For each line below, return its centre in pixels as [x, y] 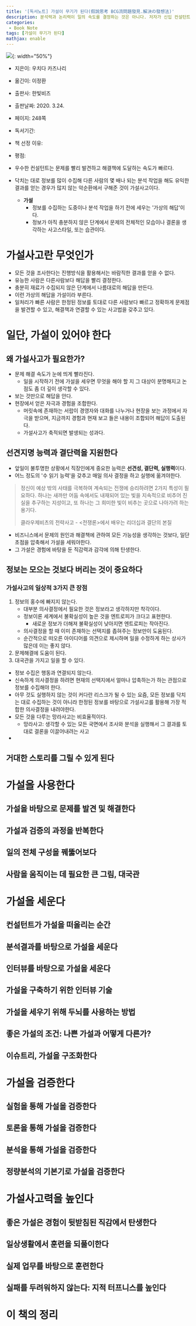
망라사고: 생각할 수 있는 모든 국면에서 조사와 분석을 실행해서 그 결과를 [102, 724]
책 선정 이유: [29, 143]
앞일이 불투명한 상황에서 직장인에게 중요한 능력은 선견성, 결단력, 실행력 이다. [100, 468]
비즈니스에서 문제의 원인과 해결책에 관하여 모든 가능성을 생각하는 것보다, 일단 [102, 535]
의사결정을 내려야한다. [51, 710]
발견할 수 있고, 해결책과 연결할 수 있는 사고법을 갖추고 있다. [88, 309]
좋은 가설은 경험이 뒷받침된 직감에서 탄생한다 [81, 1222]
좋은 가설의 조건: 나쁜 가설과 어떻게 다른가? [79, 1034]
